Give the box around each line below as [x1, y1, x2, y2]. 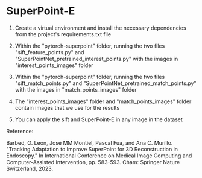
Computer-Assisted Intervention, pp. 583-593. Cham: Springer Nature [6, 158, 180, 165]
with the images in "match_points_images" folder [14, 86, 137, 93]
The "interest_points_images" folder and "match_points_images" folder [14, 98, 192, 105]
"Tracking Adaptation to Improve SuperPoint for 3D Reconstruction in [6, 145, 178, 153]
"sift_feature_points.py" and [14, 48, 84, 56]
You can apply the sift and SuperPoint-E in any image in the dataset [14, 116, 183, 123]
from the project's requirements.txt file [14, 30, 112, 37]
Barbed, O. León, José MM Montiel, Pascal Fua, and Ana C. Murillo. [6, 139, 173, 146]
